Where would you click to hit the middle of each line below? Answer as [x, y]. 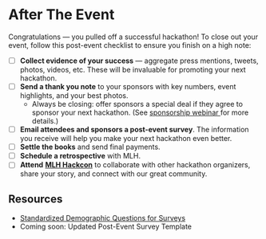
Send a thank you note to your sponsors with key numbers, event [128, 86]
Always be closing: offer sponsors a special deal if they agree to [137, 104]
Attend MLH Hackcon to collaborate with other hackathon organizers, [135, 165]
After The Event [62, 15]
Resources [36, 199]
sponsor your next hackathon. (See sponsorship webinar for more [140, 112]
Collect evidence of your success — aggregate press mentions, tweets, [139, 61]
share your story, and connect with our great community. [113, 174]
